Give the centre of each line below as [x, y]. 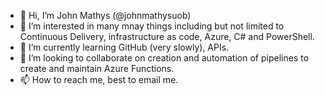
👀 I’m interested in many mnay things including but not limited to [152, 26]
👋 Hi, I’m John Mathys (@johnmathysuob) [105, 15]
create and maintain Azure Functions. [97, 68]
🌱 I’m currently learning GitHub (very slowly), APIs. [124, 47]
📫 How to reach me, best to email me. [99, 79]
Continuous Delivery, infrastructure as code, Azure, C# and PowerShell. [167, 36]
